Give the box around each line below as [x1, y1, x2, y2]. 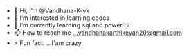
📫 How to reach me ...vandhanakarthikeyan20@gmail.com [13, 29, 182, 37]
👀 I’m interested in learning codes [13, 14, 109, 22]
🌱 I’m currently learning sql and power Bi [13, 21, 130, 29]
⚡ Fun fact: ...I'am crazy [13, 39, 82, 47]
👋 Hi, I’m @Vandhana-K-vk [13, 7, 90, 14]
